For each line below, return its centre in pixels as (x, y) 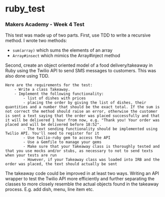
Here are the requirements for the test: (49, 85)
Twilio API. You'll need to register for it (52, 133)
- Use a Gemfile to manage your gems (62, 142)
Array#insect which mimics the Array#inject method (66, 56)
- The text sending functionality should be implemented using (90, 129)
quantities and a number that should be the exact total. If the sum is (82, 107)
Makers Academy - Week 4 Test (45, 25)
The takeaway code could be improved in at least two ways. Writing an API (82, 173)
